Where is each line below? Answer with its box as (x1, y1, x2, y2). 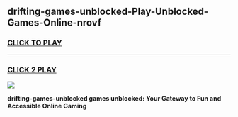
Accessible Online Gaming (7, 101, 87, 110)
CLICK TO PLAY (7, 38, 62, 48)
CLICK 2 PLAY (7, 65, 57, 74)
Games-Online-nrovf (7, 17, 102, 29)
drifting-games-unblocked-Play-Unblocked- (7, 6, 209, 18)
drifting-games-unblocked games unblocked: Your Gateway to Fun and (7, 94, 222, 102)
